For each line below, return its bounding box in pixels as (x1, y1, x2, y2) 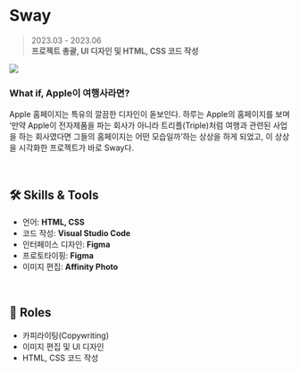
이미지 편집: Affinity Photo (21, 261, 119, 273)
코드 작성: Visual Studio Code (21, 228, 131, 239)
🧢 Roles (9, 305, 52, 320)
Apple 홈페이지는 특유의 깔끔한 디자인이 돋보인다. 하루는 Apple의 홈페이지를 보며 (9, 109, 290, 120)
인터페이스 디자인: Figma (21, 239, 111, 250)
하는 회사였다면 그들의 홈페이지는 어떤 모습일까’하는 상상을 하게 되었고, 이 (18, 131, 274, 142)
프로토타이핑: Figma (21, 250, 94, 261)
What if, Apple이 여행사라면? (9, 87, 130, 99)
